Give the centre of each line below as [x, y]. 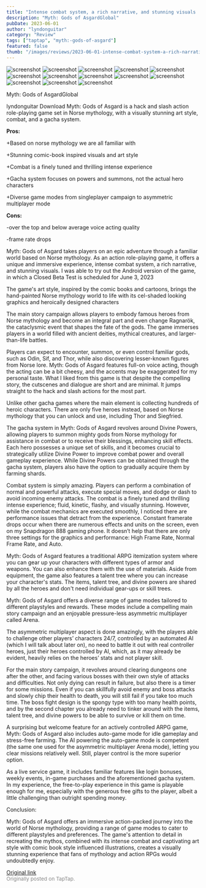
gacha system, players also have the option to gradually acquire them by [98, 467]
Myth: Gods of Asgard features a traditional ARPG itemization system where [102, 556]
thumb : [15, 52]
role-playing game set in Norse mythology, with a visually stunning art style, [102, 113]
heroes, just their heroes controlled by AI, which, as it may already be [94, 651]
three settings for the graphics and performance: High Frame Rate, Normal [101, 537]
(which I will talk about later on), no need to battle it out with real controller [100, 645]
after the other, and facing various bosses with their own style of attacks [98, 676]
